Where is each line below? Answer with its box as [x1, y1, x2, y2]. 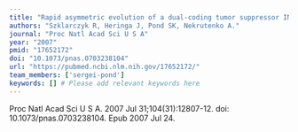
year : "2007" [9, 37, 58, 47]
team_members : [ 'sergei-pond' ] [9, 71, 125, 80]
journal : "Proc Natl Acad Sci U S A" [9, 29, 149, 38]
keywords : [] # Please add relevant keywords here [9, 79, 200, 88]
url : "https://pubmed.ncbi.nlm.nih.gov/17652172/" [9, 63, 200, 72]
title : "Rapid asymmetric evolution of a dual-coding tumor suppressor [9, 12, 279, 22]
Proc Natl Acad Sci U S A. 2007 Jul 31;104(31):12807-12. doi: [9, 103, 230, 113]
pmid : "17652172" [9, 46, 74, 55]
